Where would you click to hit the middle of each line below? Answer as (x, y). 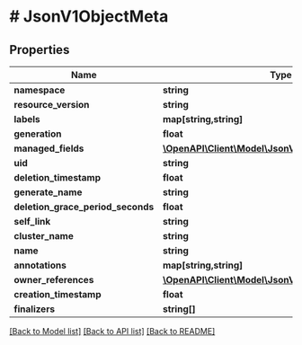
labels (27, 119)
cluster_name (44, 236)
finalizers (35, 309)
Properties (40, 50)
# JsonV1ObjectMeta (89, 17)
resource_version (52, 105)
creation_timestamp (58, 294)
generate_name (48, 192)
